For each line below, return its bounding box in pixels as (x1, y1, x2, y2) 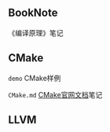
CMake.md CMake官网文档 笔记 (8, 90, 103, 99)
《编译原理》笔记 (8, 27, 64, 38)
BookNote (8, 6, 58, 20)
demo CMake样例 (8, 73, 61, 82)
